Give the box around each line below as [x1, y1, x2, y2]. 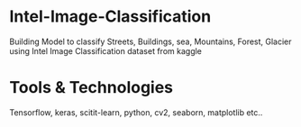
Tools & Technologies [9, 77, 174, 98]
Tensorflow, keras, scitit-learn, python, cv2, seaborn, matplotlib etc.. [9, 106, 263, 118]
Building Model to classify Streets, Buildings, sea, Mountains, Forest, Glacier [9, 36, 292, 47]
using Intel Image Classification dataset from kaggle [9, 45, 203, 56]
